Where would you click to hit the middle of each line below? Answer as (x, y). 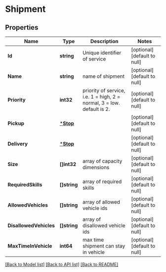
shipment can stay (104, 246)
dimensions (96, 167)
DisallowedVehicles (31, 225)
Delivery (18, 144)
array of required (102, 182)
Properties (22, 27)
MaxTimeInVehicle (30, 246)
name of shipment (104, 76)
